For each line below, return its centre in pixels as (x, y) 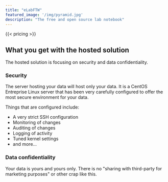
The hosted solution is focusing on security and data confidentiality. (77, 62)
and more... (25, 144)
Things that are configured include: (42, 107)
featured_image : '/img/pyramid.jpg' (44, 15)
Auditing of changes (34, 128)
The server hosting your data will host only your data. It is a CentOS (76, 87)
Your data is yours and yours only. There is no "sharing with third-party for (84, 168)
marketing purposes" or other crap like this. (51, 174)
